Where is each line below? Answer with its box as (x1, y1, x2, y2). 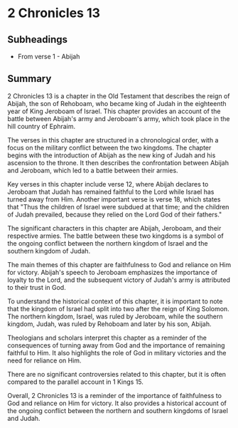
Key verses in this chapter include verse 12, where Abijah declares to (7, 179, 209, 188)
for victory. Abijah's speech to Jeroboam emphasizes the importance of (7, 268, 218, 276)
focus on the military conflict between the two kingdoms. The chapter (7, 143, 212, 152)
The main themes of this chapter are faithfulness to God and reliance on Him (7, 260, 232, 268)
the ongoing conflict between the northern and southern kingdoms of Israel (7, 406, 229, 414)
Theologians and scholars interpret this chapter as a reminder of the (7, 333, 207, 342)
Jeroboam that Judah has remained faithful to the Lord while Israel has (7, 187, 215, 196)
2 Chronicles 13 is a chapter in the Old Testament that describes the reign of (7, 91, 230, 100)
